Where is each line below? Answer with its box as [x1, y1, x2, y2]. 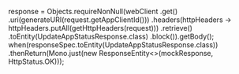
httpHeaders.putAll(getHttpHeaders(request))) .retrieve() [8, 24, 193, 32]
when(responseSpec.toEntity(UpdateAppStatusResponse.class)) [8, 40, 218, 50]
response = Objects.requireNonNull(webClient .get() [8, 7, 178, 16]
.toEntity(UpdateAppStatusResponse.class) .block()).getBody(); [8, 31, 215, 41]
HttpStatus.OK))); [8, 57, 65, 66]
